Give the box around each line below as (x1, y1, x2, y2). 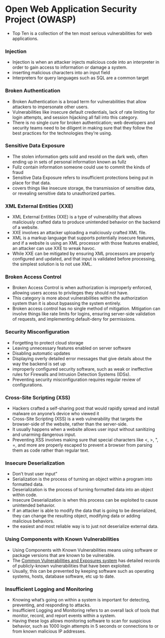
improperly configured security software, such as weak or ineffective (12, 366, 153, 372)
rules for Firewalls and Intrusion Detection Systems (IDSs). (12, 371, 131, 377)
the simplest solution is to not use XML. (12, 261, 93, 267)
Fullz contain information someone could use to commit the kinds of (12, 164, 150, 170)
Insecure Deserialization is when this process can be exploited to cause (12, 497, 158, 503)
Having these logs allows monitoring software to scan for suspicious (12, 618, 151, 624)
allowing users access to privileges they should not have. (12, 290, 129, 296)
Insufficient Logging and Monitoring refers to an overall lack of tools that (12, 607, 159, 613)
